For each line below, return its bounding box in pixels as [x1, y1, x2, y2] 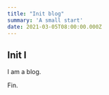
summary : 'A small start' [7, 17, 83, 24]
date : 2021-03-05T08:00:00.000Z [7, 23, 102, 30]
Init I [7, 49, 27, 61]
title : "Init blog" [7, 10, 65, 17]
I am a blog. [7, 68, 41, 76]
